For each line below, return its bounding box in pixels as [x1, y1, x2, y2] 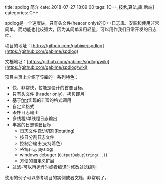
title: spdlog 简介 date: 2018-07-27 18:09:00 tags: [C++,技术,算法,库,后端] [5, 4, 154, 10]
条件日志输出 [12, 110, 39, 115]
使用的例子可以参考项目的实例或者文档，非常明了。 [5, 175, 109, 180]
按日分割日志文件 [19, 134, 55, 140]
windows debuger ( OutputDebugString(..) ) [19, 152, 108, 158]
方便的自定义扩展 [19, 158, 55, 164]
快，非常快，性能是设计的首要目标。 [12, 85, 86, 90]
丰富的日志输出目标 [12, 122, 52, 127]
